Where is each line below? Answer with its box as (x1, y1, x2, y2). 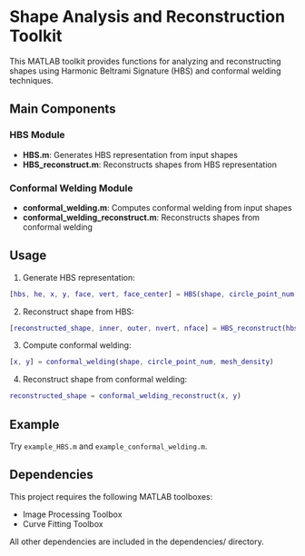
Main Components (9, 102, 116, 117)
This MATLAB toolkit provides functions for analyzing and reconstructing (9, 55, 281, 66)
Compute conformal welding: (22, 340, 132, 351)
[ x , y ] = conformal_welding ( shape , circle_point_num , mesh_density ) (9, 357, 274, 367)
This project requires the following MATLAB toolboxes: (9, 491, 213, 501)
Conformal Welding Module (9, 182, 133, 194)
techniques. (9, 74, 54, 85)
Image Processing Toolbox (22, 509, 123, 520)
